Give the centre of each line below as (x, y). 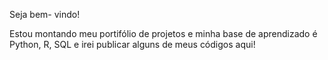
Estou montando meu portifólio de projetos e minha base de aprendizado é (163, 33)
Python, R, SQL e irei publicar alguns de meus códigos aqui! (132, 44)
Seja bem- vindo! (45, 14)
